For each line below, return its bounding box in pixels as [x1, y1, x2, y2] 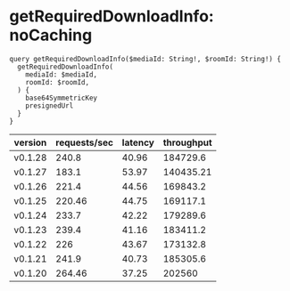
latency [121, 136, 154, 149]
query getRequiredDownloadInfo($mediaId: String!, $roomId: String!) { [9, 54, 281, 63]
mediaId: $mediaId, [25, 69, 98, 79]
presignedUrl [25, 101, 74, 110]
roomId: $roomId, [25, 77, 90, 86]
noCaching [9, 25, 93, 45]
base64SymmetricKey [25, 93, 98, 102]
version [13, 136, 47, 149]
